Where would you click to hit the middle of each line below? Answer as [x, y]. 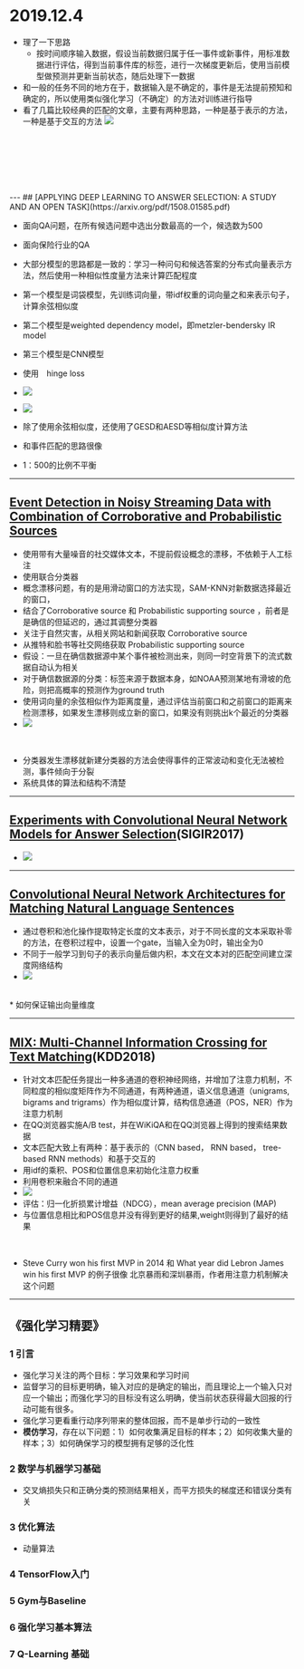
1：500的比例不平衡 [59, 465]
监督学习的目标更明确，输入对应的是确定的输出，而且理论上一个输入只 [153, 1386]
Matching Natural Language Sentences [122, 908]
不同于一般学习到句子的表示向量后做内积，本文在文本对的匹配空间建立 [153, 954]
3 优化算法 [32, 1528]
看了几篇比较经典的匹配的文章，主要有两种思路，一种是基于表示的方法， [157, 110]
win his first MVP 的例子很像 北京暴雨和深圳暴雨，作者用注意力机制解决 [155, 1275]
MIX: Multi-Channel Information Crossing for [138, 1042]
